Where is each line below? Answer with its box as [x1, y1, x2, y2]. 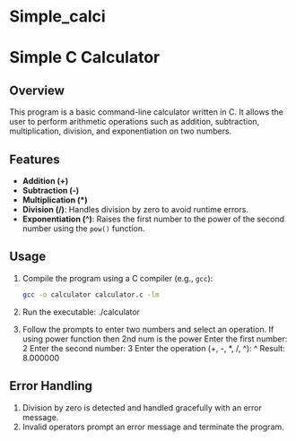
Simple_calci [9, 6, 106, 27]
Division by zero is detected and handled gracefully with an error [22, 402, 263, 413]
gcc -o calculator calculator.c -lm [22, 290, 160, 299]
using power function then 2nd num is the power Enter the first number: [22, 333, 288, 344]
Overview [9, 82, 65, 98]
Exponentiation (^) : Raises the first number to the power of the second [22, 213, 285, 224]
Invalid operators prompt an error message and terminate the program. [22, 421, 284, 432]
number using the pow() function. [22, 223, 145, 234]
